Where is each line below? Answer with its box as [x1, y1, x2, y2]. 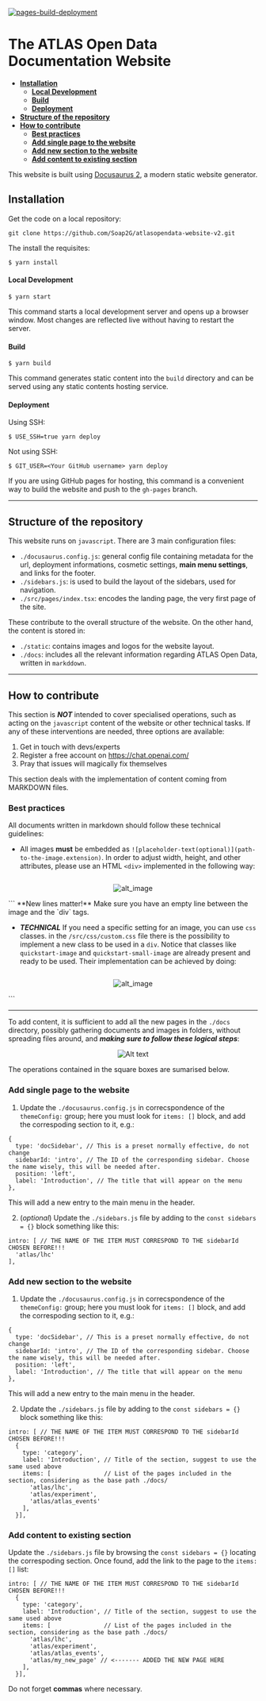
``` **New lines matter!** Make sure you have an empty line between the [8, 899, 249, 908]
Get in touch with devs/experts [19, 742, 120, 751]
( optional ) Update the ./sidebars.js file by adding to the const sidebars [19, 1213, 256, 1222]
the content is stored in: [8, 626, 85, 635]
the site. [19, 602, 47, 611]
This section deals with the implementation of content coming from [8, 774, 227, 784]
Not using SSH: [8, 447, 58, 457]
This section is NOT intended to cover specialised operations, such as [8, 709, 237, 719]
